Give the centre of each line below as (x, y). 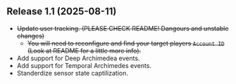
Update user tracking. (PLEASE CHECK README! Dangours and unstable (123, 28)
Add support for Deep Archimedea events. (78, 58)
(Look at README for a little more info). (84, 50)
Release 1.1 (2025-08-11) (62, 12)
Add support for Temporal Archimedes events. (84, 65)
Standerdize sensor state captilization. (72, 73)
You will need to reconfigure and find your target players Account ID (126, 43)
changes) (31, 36)
